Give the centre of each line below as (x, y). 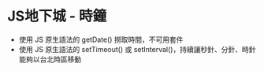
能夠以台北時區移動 (50, 59)
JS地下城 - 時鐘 (57, 16)
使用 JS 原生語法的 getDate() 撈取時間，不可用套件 (101, 39)
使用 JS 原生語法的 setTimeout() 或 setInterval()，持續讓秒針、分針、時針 (137, 49)
